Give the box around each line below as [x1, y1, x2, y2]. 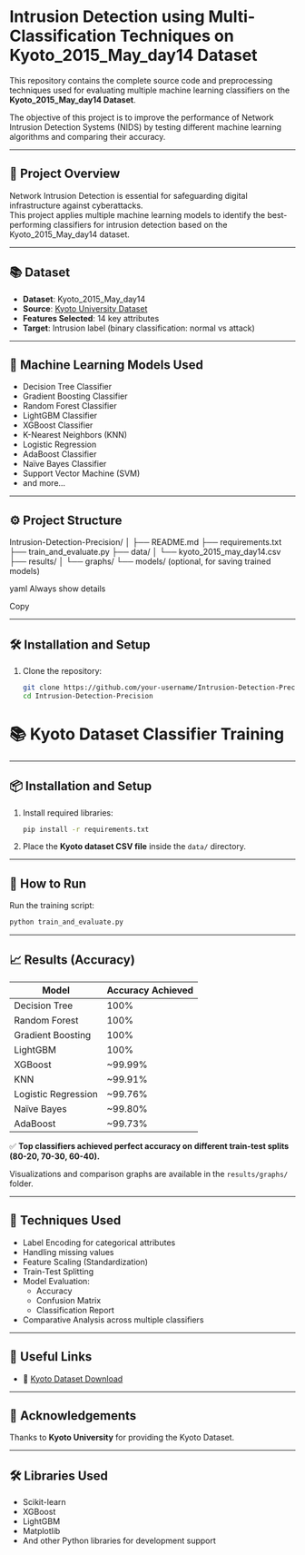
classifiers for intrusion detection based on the [53, 219, 228, 230]
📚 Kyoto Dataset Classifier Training [9, 724, 285, 744]
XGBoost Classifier [22, 420, 93, 431]
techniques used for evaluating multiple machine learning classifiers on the [9, 84, 290, 95]
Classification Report [35, 1304, 115, 1315]
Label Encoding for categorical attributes [22, 1237, 176, 1248]
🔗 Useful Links [9, 1349, 93, 1364]
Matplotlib [22, 1526, 61, 1537]
